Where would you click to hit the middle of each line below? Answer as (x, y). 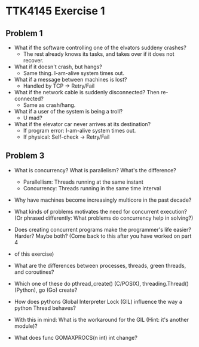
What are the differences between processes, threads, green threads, (100, 265)
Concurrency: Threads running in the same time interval (92, 188)
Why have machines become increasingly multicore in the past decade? (103, 200)
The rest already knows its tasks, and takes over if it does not (99, 54)
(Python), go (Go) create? (46, 290)
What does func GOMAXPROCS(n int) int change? (76, 337)
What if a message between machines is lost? (71, 80)
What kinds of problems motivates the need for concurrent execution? (101, 211)
